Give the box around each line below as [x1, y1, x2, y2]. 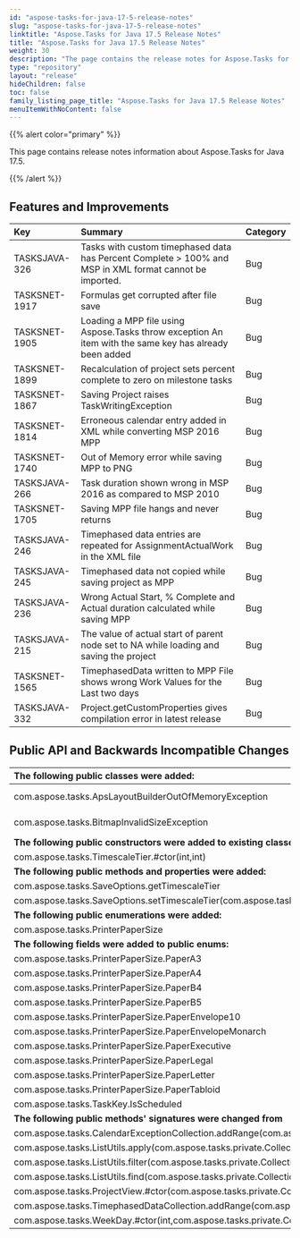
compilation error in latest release [79, 713, 221, 725]
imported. [79, 275, 122, 287]
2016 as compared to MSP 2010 [79, 488, 221, 501]
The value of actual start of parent [79, 628, 224, 640]
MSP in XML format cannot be [79, 263, 207, 276]
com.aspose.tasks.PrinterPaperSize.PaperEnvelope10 [13, 1010, 241, 1022]
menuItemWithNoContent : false [9, 105, 122, 114]
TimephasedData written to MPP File [79, 665, 234, 677]
